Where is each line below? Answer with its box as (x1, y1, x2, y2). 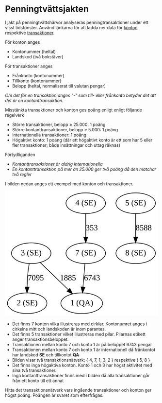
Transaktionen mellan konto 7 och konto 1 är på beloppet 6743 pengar (12, 342, 152, 348)
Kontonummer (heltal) (12, 49, 56, 54)
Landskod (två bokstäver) (12, 53, 64, 59)
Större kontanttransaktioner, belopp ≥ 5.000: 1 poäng (12, 126, 118, 132)
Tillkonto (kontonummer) (12, 78, 62, 84)
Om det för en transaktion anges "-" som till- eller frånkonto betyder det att (5, 92, 156, 98)
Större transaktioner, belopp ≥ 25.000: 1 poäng (12, 122, 106, 127)
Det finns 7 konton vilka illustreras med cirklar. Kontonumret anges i (12, 321, 147, 327)
